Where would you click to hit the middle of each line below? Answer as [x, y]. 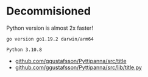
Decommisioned [49, 11]
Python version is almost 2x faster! [50, 28]
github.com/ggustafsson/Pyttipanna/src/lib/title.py [78, 67]
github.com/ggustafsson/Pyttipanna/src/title [71, 61]
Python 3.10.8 [24, 50]
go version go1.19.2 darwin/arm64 [50, 39]
